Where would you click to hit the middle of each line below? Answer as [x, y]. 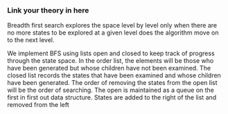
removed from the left [38, 105]
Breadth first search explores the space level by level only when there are [112, 26]
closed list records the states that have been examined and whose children [114, 75]
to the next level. [31, 40]
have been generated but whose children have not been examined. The [109, 68]
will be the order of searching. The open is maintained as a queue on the [111, 90]
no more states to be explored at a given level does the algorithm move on [113, 32]
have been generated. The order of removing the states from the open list [112, 83]
